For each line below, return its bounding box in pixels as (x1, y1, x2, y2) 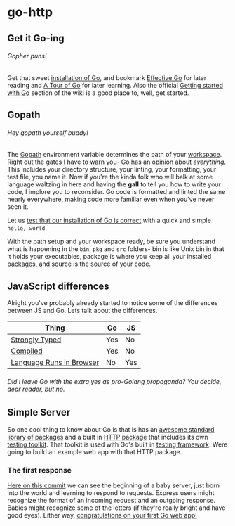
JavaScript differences (7, 280, 110, 292)
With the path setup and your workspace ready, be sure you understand (7, 237, 216, 246)
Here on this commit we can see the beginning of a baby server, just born (7, 481, 220, 489)
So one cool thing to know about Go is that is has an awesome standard (7, 425, 215, 433)
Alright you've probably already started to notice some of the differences (7, 299, 218, 307)
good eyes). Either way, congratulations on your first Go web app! (7, 511, 198, 520)
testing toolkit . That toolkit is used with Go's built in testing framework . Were (7, 440, 228, 449)
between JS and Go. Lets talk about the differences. (7, 307, 158, 315)
